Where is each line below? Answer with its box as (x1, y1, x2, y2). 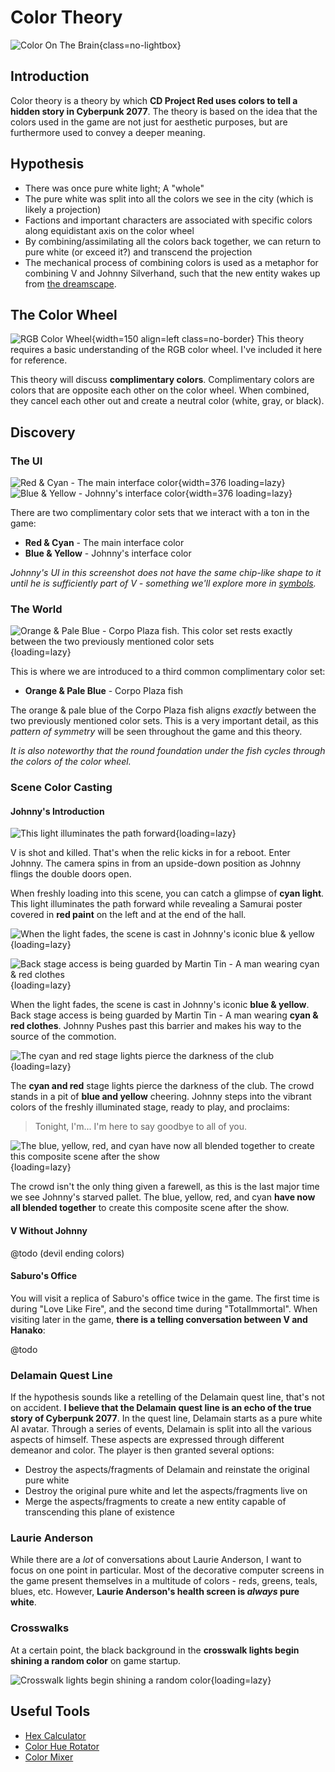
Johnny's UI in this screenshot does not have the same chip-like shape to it (10, 567, 322, 579)
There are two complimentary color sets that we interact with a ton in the (10, 507, 310, 519)
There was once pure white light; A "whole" (24, 182, 205, 194)
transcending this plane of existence (24, 1506, 175, 1518)
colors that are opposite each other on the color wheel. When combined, (10, 384, 310, 396)
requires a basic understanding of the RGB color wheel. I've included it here (10, 344, 323, 356)
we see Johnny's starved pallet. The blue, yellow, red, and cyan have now (10, 1191, 316, 1203)
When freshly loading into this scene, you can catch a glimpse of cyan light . (10, 887, 325, 900)
